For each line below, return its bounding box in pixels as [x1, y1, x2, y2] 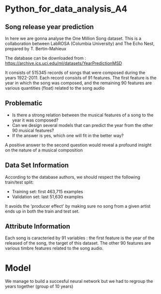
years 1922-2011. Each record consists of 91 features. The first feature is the [5, 75, 157, 80]
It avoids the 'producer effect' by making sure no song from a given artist [5, 203, 151, 209]
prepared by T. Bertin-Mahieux [5, 46, 67, 51]
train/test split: [5, 179, 34, 185]
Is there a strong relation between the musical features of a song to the [12, 112, 154, 118]
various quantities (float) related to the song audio [5, 85, 105, 91]
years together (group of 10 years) [5, 283, 73, 289]
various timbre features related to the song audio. [5, 246, 104, 251]
